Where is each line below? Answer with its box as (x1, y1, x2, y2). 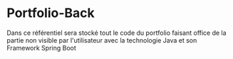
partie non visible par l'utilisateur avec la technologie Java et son (6, 36, 197, 44)
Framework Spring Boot (6, 43, 76, 52)
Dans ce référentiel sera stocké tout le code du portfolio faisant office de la (6, 28, 227, 37)
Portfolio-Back (6, 5, 95, 21)
